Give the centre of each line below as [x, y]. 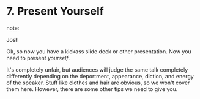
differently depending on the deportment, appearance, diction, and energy [100, 76]
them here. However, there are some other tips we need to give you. [92, 89]
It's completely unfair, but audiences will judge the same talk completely [97, 70]
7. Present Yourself [55, 11]
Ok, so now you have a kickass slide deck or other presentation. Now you [99, 51]
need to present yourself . [38, 58]
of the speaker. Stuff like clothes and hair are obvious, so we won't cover [98, 83]
